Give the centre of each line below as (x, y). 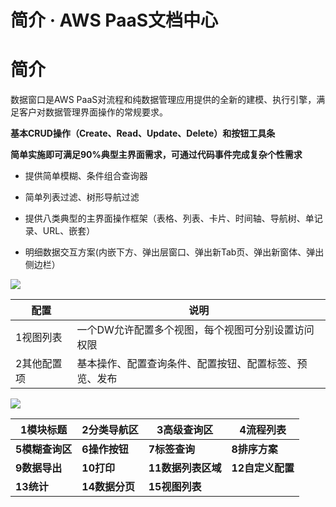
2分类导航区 (110, 430)
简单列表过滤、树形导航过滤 (82, 197)
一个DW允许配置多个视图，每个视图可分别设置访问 (195, 330)
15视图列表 (175, 487)
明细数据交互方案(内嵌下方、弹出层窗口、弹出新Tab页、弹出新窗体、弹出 (174, 252)
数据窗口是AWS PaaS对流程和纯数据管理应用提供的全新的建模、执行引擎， (163, 100)
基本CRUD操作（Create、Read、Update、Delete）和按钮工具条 (143, 133)
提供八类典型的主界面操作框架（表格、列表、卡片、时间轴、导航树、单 (169, 218)
